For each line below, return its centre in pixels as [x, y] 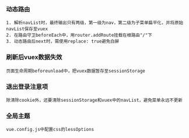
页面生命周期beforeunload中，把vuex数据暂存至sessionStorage [76, 71]
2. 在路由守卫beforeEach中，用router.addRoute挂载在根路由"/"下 [79, 35]
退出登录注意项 [27, 87]
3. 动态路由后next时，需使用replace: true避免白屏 [63, 42]
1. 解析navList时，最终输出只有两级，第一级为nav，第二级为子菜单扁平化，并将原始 [95, 23]
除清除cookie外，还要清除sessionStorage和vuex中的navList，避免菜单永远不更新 [94, 100]
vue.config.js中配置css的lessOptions [50, 130]
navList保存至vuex [27, 29]
